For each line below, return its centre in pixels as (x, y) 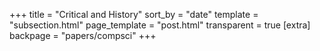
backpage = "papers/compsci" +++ (83, 35)
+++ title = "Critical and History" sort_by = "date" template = (134, 14)
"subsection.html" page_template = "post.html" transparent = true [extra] (160, 25)
